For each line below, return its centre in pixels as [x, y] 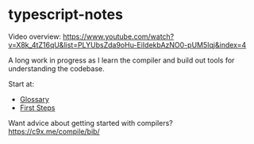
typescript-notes [65, 15]
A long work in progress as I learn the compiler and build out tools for [121, 60]
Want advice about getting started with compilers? [90, 123]
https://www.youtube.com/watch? [119, 36]
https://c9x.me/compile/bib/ [54, 131]
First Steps [37, 108]
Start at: [21, 84]
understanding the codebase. [56, 68]
